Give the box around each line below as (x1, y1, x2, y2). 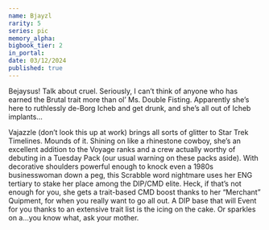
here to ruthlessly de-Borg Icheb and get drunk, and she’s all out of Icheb (8, 103, 251, 113)
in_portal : (8, 49, 45, 57)
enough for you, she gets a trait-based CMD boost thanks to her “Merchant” (8, 187, 261, 197)
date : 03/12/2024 (8, 57, 67, 65)
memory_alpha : (8, 34, 56, 43)
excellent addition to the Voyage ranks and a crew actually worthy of (8, 144, 236, 154)
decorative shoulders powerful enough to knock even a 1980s (8, 162, 213, 171)
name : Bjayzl (8, 11, 52, 20)
